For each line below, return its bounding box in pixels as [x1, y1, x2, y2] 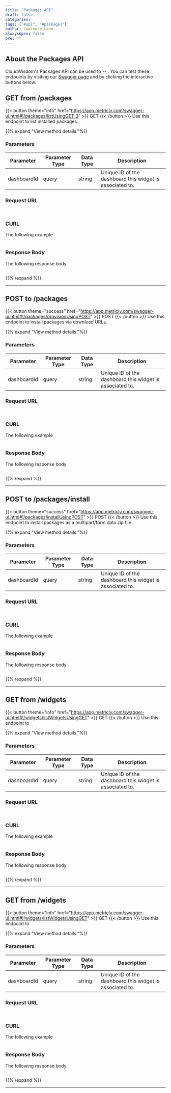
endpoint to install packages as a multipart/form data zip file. [5, 519, 133, 525]
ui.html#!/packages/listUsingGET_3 [5, 113, 79, 119]
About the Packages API [5, 54, 84, 64]
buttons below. [5, 79, 37, 85]
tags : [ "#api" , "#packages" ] [5, 21, 67, 27]
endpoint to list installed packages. [5, 118, 78, 124]
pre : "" [5, 36, 22, 41]
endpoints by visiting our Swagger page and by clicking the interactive [5, 73, 153, 79]
